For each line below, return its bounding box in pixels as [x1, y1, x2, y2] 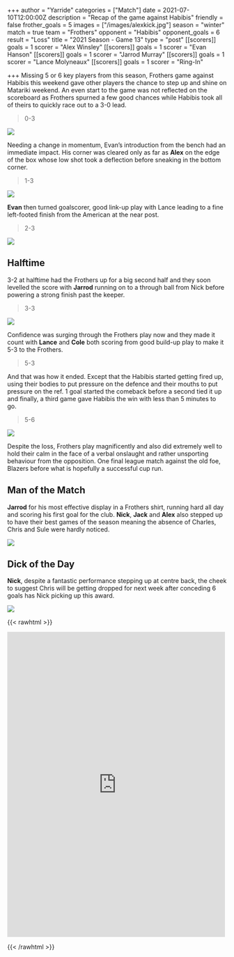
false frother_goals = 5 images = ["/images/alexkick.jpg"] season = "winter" [7, 21, 225, 29]
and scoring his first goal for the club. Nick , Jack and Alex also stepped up [7, 510, 223, 518]
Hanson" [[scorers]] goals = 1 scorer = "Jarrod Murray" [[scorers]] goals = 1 [7, 50, 225, 59]
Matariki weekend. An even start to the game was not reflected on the [7, 86, 208, 94]
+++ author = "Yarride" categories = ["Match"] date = [7, 6, 162, 14]
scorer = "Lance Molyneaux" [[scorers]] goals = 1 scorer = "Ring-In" [7, 58, 203, 65]
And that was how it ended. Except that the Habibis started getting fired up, [7, 372, 224, 380]
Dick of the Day [7, 559, 75, 570]
